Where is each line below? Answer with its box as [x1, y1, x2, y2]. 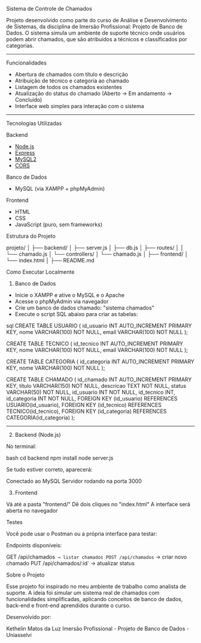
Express [14, 149, 35, 156]
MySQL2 [14, 155, 37, 163]
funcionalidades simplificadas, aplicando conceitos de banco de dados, [6, 596, 183, 602]
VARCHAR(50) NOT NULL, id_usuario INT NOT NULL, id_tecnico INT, [6, 388, 175, 396]
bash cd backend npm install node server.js [6, 454, 114, 461]
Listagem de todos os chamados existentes [14, 84, 123, 90]
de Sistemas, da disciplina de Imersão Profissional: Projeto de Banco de [6, 23, 183, 30]
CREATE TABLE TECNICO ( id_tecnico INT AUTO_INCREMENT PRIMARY [6, 340, 184, 347]
